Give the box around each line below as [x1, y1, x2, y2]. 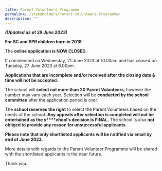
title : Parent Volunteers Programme [5, 7, 79, 12]
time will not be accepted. [5, 77, 58, 83]
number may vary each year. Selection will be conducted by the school [5, 92, 149, 98]
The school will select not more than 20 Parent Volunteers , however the [5, 87, 151, 93]
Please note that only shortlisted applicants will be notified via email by [5, 132, 152, 137]
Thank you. [5, 161, 28, 167]
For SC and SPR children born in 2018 [5, 39, 82, 45]
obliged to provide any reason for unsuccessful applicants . [5, 122, 127, 128]
